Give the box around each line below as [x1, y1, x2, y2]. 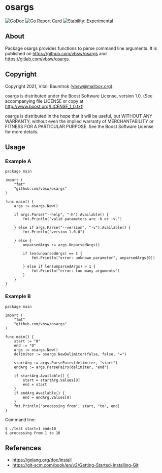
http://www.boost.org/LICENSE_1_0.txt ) [5, 103, 84, 109]
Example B [5, 293, 31, 300]
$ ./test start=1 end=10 [5, 426, 56, 431]
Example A [5, 158, 32, 165]
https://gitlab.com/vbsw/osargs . [5, 56, 70, 62]
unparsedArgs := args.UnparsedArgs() [23, 243, 100, 248]
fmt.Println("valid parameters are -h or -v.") [23, 216, 122, 221]
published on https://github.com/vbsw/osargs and [5, 50, 107, 56]
